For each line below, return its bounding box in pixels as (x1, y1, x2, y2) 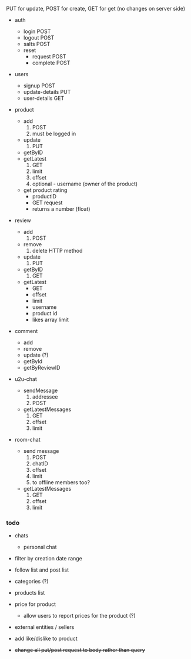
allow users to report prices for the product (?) (23, 612, 136, 619)
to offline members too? (32, 479, 90, 486)
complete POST (32, 59, 71, 66)
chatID (32, 460, 48, 467)
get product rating (23, 187, 68, 194)
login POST (23, 28, 51, 35)
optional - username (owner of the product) (32, 180, 138, 187)
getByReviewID (23, 364, 61, 371)
